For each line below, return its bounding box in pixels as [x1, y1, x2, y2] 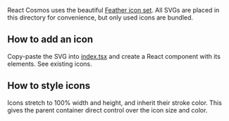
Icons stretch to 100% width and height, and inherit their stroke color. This [7, 98, 222, 107]
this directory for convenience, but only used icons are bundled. [7, 13, 194, 22]
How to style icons [7, 80, 90, 92]
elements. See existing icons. [7, 59, 92, 68]
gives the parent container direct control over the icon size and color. [7, 106, 208, 114]
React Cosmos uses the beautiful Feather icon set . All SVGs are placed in [7, 6, 220, 14]
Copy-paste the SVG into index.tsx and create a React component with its [7, 52, 221, 60]
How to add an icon [7, 34, 94, 45]
